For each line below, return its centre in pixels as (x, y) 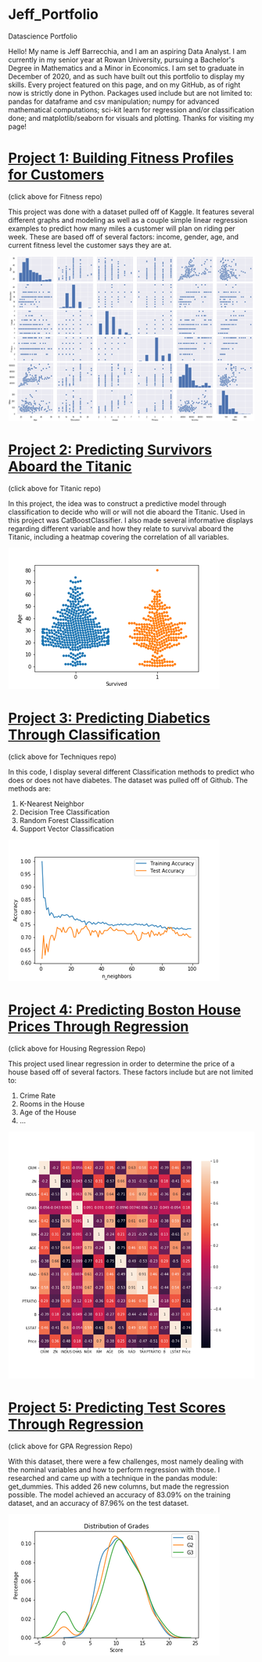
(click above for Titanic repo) (55, 488)
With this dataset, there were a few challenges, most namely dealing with (126, 1461)
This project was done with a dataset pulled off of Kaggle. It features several (131, 211)
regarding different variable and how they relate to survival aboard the (121, 528)
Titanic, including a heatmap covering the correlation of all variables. (118, 537)
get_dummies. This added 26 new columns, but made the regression (118, 1486)
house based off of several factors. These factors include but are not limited (131, 1072)
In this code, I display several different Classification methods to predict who (131, 771)
